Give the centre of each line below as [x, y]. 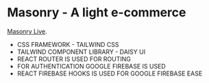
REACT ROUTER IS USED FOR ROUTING [74, 59]
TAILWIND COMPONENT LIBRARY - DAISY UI [81, 52]
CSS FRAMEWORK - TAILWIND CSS [68, 44]
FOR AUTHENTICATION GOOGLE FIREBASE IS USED [91, 66]
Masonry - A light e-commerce [97, 13]
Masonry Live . [27, 31]
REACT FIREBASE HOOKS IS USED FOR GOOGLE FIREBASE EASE [110, 73]
